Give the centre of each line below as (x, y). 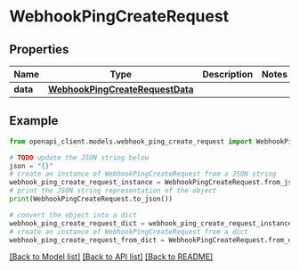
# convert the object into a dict (73, 215)
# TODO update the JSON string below (79, 158)
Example (34, 121)
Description (228, 74)
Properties (39, 49)
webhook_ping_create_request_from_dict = (87, 240)
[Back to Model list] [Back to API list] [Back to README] (111, 257)
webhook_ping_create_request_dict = (77, 223)
